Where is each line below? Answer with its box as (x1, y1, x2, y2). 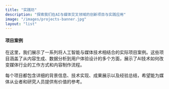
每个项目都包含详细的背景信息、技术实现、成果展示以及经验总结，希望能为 (5, 72, 159, 78)
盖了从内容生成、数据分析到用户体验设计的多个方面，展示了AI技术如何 (14, 55, 159, 61)
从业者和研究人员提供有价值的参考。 (9, 78, 84, 85)
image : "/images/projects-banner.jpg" (5, 16, 87, 21)
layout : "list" (5, 21, 37, 26)
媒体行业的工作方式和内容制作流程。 (9, 62, 84, 68)
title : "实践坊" (5, 7, 37, 12)
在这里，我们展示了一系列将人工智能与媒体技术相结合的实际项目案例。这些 (5, 49, 159, 55)
